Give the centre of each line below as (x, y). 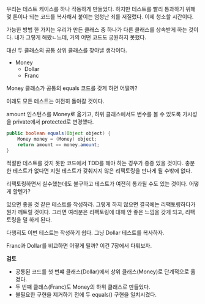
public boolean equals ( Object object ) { (59, 133)
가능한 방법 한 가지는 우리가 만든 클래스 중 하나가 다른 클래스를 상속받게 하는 (97, 30)
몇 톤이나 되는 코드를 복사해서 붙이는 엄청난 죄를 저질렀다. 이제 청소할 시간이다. (100, 17)
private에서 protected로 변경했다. (53, 122)
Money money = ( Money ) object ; (57, 139)
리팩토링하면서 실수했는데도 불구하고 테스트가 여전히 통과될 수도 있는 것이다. (97, 184)
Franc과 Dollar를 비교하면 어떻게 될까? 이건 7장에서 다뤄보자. (79, 245)
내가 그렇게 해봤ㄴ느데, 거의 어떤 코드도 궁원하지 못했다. (80, 37)
